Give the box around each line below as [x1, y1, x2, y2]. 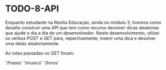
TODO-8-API [5, 3, 59, 14]
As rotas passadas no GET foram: [5, 50, 74, 56]
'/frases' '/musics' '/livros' [5, 60, 59, 66]
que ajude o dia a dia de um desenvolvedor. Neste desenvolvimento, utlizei [5, 30, 159, 36]
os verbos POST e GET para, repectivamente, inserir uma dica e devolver [5, 35, 156, 41]
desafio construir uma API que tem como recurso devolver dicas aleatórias [5, 24, 159, 30]
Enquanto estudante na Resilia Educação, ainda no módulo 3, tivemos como [5, 19, 161, 25]
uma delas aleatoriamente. [5, 40, 60, 46]
